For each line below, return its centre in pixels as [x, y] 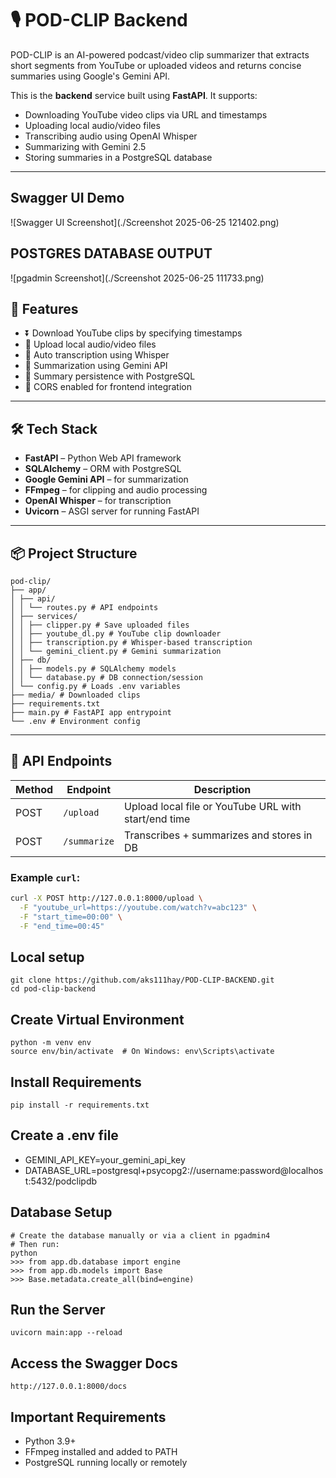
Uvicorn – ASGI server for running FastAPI [112, 511]
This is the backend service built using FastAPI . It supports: [134, 95]
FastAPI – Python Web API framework [103, 458]
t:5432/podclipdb [61, 1181]
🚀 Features [44, 308]
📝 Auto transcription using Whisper [97, 355]
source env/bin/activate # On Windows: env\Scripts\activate [142, 1052]
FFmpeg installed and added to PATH [101, 1452]
